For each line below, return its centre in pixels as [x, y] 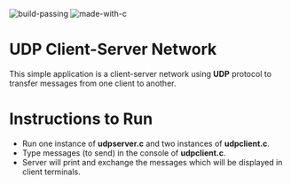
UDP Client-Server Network [113, 50]
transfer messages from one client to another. [93, 83]
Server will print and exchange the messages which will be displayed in [152, 162]
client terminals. [51, 172]
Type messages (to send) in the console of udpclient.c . [124, 153]
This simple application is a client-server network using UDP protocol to [141, 73]
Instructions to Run [81, 119]
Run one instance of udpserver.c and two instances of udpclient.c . [146, 143]
